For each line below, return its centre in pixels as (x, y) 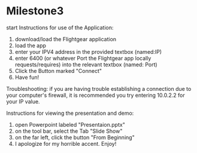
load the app (31, 45)
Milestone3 (35, 11)
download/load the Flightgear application (66, 39)
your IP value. (23, 101)
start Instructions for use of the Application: (60, 27)
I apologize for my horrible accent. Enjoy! (66, 143)
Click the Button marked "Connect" (58, 71)
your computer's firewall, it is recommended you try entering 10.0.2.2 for (96, 95)
